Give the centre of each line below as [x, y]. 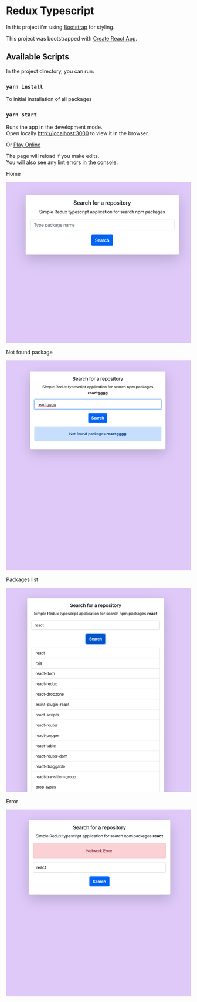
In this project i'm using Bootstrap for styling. [60, 27]
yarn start [21, 115]
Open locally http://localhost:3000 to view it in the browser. [78, 133]
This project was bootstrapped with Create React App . [72, 38]
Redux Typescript [50, 11]
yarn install [25, 87]
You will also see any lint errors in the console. [62, 162]
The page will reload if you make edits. [53, 156]
